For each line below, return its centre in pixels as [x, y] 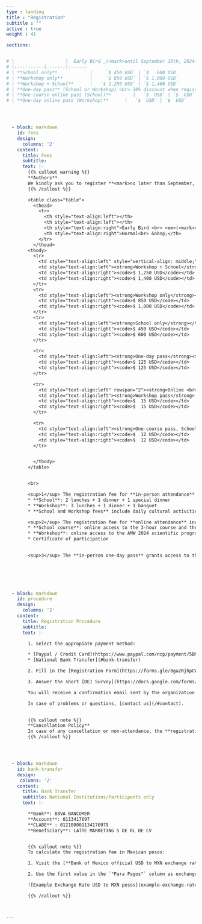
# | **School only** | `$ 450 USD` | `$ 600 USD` [93, 72]
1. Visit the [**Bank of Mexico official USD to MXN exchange [107, 863]
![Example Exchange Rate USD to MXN [74, 885]
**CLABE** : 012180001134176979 [69, 825]
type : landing [25, 12]
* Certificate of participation [69, 539]
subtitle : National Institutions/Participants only [88, 797]
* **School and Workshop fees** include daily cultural [99, 511]
